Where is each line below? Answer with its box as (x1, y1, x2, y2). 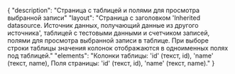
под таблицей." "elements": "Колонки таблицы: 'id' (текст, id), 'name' (7, 51, 214, 60)
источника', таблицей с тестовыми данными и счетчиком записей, (7, 28, 210, 37)
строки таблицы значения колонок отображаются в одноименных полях (7, 44, 229, 52)
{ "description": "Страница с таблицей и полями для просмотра (7, 6, 200, 14)
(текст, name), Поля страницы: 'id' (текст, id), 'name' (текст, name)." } (7, 59, 215, 67)
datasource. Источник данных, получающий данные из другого (7, 21, 199, 29)
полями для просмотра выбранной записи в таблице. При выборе (7, 36, 209, 45)
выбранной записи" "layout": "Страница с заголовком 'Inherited (7, 14, 201, 22)
